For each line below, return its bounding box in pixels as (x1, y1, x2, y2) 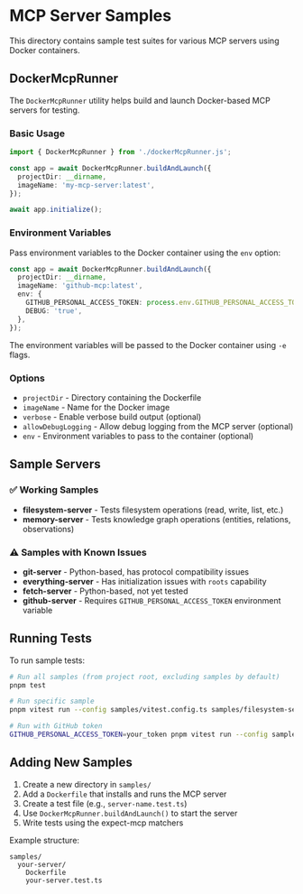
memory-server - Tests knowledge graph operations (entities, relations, (22, 513, 291, 524)
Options (9, 372, 45, 384)
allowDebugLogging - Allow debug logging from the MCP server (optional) (22, 420, 294, 431)
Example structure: (9, 834, 79, 845)
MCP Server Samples (9, 5, 172, 26)
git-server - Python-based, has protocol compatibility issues (22, 566, 250, 577)
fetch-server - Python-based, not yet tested (22, 585, 188, 596)
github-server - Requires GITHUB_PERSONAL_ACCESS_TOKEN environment (22, 594, 281, 605)
